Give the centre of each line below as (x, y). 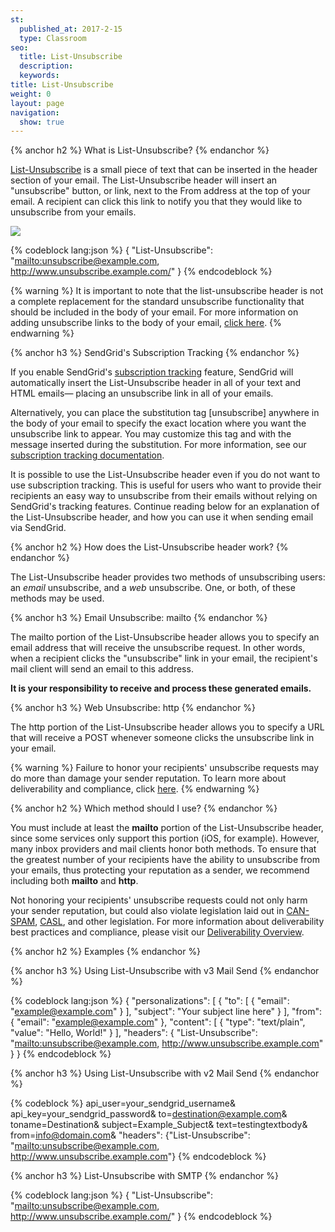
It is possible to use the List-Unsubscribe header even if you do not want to (165, 475)
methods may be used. (57, 598)
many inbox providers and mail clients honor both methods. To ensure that (163, 849)
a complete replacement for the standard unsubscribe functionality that (157, 302)
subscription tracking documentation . (87, 455)
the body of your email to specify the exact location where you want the (158, 423)
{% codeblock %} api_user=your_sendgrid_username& (123, 1103)
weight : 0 (31, 94)
